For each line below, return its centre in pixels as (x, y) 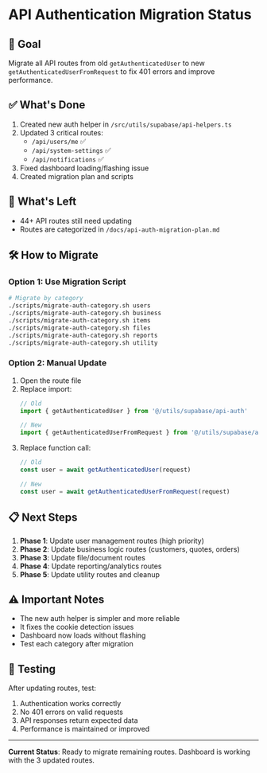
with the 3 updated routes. (52, 760)
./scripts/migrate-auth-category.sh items (79, 320)
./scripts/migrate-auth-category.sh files (79, 328)
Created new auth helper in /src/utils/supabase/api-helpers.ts (126, 124)
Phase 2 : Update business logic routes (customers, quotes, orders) (130, 549)
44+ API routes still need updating (76, 221)
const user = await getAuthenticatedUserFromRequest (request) (125, 491)
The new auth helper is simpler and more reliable (100, 619)
